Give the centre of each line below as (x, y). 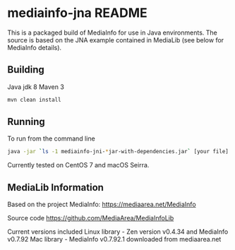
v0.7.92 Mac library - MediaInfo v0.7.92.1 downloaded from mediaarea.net (114, 239)
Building (26, 70)
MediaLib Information (56, 187)
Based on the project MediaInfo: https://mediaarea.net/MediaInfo (102, 204)
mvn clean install (34, 100)
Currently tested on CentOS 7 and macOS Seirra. (78, 165)
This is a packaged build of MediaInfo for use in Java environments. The (112, 32)
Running (26, 122)
